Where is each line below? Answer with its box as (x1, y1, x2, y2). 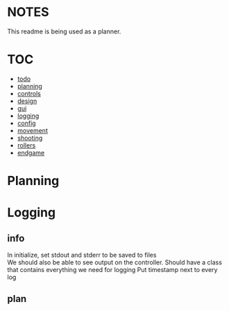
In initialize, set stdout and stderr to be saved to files (7, 251, 157, 260)
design (17, 97, 37, 105)
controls (17, 89, 42, 97)
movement (17, 126, 49, 134)
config (17, 119, 36, 127)
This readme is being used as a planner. (7, 27, 121, 35)
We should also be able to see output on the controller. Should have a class (7, 258, 222, 266)
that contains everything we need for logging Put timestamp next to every (7, 266, 218, 274)
